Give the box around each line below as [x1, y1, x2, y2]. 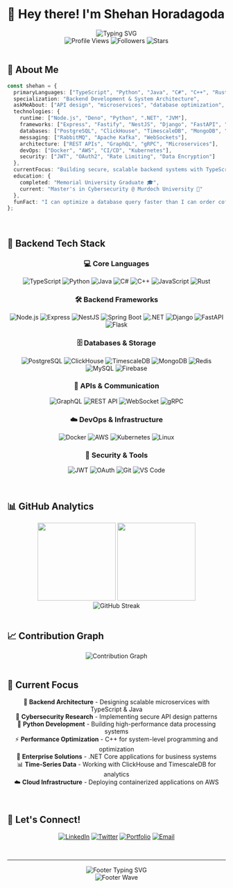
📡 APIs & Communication [74, 381, 159, 391]
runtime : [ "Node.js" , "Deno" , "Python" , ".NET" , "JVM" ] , [19, 114, 188, 122]
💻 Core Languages [83, 259, 150, 268]
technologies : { [13, 108, 60, 115]
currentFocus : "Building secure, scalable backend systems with [13, 166, 203, 173]
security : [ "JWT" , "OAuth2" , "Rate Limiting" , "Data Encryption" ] [19, 153, 216, 160]
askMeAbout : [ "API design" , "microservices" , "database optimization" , [13, 102, 225, 109]
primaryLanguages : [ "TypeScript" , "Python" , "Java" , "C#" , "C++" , [13, 89, 209, 96]
